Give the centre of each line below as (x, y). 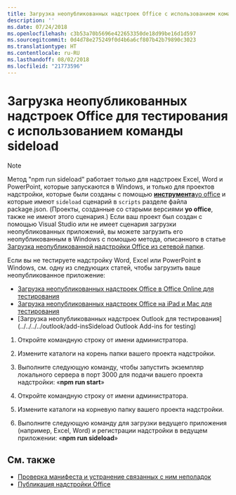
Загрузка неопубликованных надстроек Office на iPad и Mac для (114, 303)
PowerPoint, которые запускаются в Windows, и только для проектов (111, 187)
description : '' (31, 20)
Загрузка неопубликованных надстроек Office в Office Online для (116, 289)
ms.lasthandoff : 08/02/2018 (48, 60)
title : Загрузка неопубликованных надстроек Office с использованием (111, 14)
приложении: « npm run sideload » (67, 438)
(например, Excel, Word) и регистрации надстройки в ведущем (112, 430)
